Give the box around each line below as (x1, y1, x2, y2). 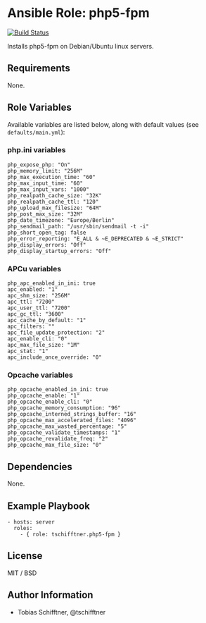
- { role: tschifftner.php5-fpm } (20, 531, 121, 538)
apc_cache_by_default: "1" (7, 317, 86, 324)
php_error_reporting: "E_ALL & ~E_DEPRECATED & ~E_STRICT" (7, 235, 184, 242)
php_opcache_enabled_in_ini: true (7, 386, 109, 393)
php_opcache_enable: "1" (7, 393, 80, 400)
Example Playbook (7, 500, 90, 512)
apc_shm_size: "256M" (7, 292, 71, 300)
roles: (13, 525, 33, 532)
